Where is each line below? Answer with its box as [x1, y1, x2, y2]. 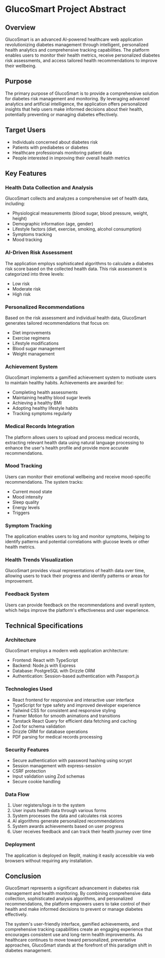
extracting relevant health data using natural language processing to [5, 440, 144, 445]
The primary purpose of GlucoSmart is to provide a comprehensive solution [5, 90, 159, 96]
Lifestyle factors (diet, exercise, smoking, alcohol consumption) [12, 226, 142, 232]
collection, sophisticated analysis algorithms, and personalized [5, 895, 133, 902]
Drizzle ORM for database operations [12, 729, 88, 735]
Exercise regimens [12, 335, 50, 341]
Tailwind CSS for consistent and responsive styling [12, 707, 116, 713]
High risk [12, 291, 31, 297]
